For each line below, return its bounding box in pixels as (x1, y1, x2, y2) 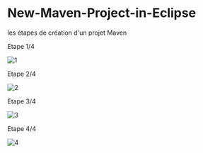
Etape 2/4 (7, 69, 37, 78)
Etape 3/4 (7, 97, 37, 106)
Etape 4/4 (7, 124, 37, 132)
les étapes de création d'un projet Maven (7, 28, 127, 37)
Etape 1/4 (7, 42, 35, 50)
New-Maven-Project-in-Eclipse (7, 5, 197, 21)
